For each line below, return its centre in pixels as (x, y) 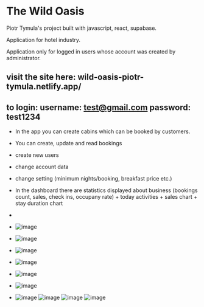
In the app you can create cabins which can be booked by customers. (103, 131)
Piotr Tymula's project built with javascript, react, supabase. (82, 28)
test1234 (23, 117)
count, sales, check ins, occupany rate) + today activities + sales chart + (106, 197)
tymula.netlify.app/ (44, 87)
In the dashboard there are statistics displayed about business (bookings (106, 190)
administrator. (24, 58)
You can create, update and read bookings (69, 143)
